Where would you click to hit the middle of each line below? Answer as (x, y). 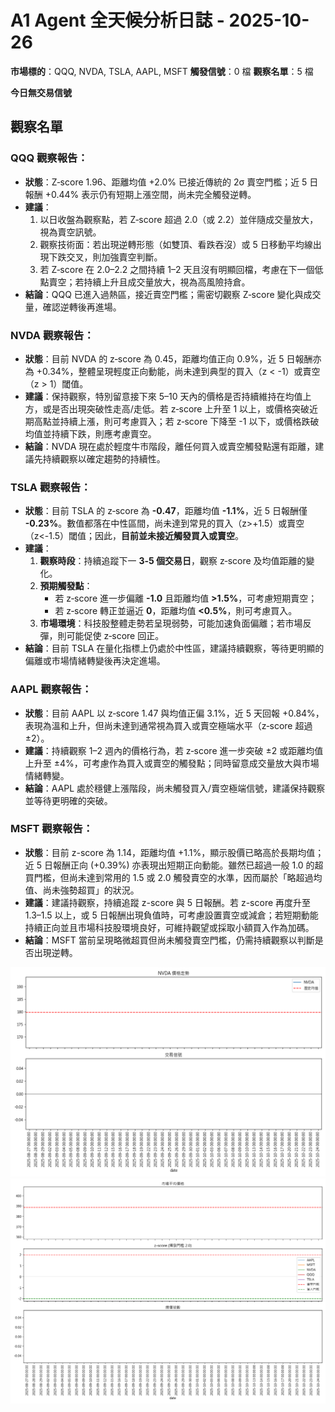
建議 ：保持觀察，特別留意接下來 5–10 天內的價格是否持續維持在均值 (163, 396)
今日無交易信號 (41, 92)
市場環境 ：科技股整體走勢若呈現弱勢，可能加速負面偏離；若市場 (171, 623)
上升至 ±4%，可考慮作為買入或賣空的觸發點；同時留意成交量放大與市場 (172, 763)
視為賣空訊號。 (70, 232)
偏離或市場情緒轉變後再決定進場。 (95, 661)
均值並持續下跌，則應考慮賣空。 (90, 433)
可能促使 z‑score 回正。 (115, 636)
